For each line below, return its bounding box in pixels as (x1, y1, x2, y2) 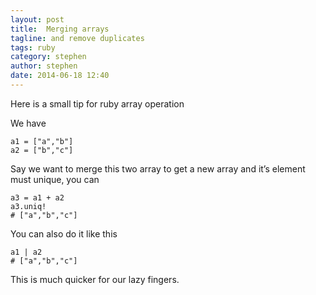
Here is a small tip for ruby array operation (10, 97, 185, 110)
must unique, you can (10, 173, 100, 185)
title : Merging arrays (10, 24, 110, 34)
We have (10, 117, 47, 129)
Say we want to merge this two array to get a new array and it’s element (10, 162, 306, 175)
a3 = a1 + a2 (10, 192, 65, 203)
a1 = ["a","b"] (10, 136, 74, 146)
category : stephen (10, 52, 87, 62)
